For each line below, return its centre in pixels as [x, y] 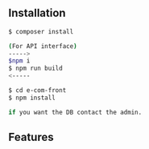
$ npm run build [35, 68]
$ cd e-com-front [37, 91]
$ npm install [32, 98]
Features [31, 137]
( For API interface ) [43, 46]
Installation [37, 13]
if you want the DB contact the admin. [75, 112]
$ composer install [41, 31]
